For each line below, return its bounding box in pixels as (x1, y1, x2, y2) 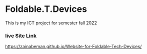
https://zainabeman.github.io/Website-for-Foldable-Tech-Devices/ (5, 44, 142, 50)
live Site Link (5, 32, 36, 39)
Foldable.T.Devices (5, 3, 87, 15)
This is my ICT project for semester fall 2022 (5, 20, 97, 26)
